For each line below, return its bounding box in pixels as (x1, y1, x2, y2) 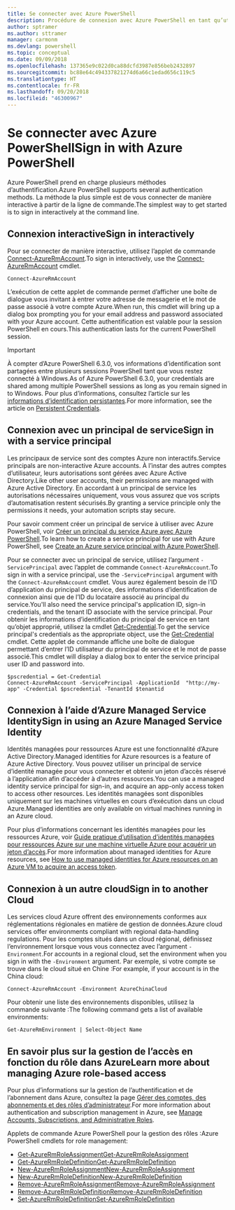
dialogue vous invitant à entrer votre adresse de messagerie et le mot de (7, 295, 217, 303)
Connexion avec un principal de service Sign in (7, 425, 214, 436)
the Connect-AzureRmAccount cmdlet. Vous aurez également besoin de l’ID (7, 577, 218, 586)
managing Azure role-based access (7, 1067, 166, 1079)
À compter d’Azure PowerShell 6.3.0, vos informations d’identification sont (7, 359, 221, 368)
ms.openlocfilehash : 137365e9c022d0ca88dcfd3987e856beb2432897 (7, 62, 196, 69)
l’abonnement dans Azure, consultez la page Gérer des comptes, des (7, 1094, 206, 1101)
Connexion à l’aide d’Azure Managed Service (7, 704, 206, 716)
